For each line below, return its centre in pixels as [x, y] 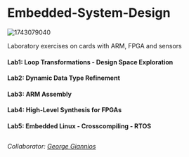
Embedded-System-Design [89, 13]
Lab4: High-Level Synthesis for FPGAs [64, 110]
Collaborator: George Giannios [52, 146]
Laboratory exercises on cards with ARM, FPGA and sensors [94, 46]
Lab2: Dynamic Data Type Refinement [64, 78]
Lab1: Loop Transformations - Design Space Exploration [90, 62]
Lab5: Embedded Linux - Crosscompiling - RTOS [79, 126]
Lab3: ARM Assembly [40, 94]
